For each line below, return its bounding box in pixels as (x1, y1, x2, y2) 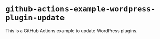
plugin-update (5, 13, 65, 23)
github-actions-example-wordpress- (5, 4, 156, 14)
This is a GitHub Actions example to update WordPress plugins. (5, 27, 138, 34)
